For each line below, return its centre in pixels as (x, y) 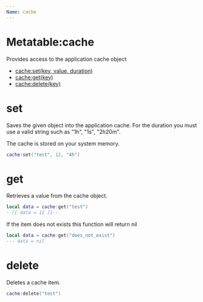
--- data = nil (26, 241)
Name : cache (21, 12)
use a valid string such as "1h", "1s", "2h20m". (64, 132)
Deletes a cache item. (33, 282)
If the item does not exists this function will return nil (72, 224)
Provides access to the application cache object (66, 59)
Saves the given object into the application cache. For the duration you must (102, 125)
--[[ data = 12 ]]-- (33, 213)
